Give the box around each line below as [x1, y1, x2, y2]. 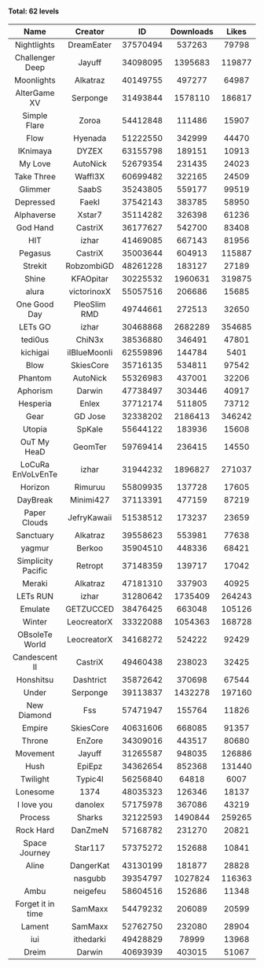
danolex [75, 799, 104, 810]
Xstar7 [77, 209, 103, 220]
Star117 [74, 842, 105, 853]
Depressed [14, 197, 56, 208]
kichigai [20, 347, 49, 358]
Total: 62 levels [8, 6, 60, 16]
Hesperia [18, 398, 53, 409]
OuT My [20, 436, 49, 447]
